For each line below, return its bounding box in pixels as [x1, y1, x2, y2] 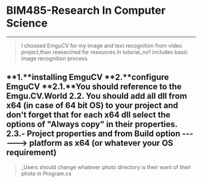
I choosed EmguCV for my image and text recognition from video [20, 42, 182, 49]
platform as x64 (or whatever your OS [29, 138, 173, 148]
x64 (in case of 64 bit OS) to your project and [6, 101, 179, 111]
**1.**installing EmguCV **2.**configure [6, 72, 170, 82]
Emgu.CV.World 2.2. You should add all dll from [6, 91, 188, 101]
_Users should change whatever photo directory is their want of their [20, 163, 191, 170]
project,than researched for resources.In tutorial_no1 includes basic [20, 48, 188, 55]
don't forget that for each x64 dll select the [6, 110, 171, 120]
